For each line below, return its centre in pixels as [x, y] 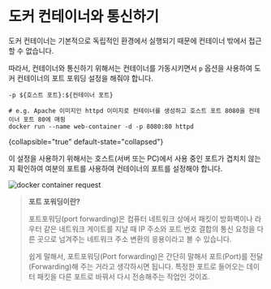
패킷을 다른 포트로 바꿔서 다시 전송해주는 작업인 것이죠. [124, 276]
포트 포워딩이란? [54, 201]
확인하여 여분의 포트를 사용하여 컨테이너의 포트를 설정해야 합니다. [120, 168]
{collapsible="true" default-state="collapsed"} [86, 141]
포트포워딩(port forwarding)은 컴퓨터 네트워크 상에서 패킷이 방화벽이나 [140, 218]
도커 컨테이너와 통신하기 [84, 17]
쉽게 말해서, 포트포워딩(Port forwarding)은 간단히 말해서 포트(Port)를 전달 [146, 256]
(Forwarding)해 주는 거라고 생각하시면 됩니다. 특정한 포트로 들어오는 [136, 266]
